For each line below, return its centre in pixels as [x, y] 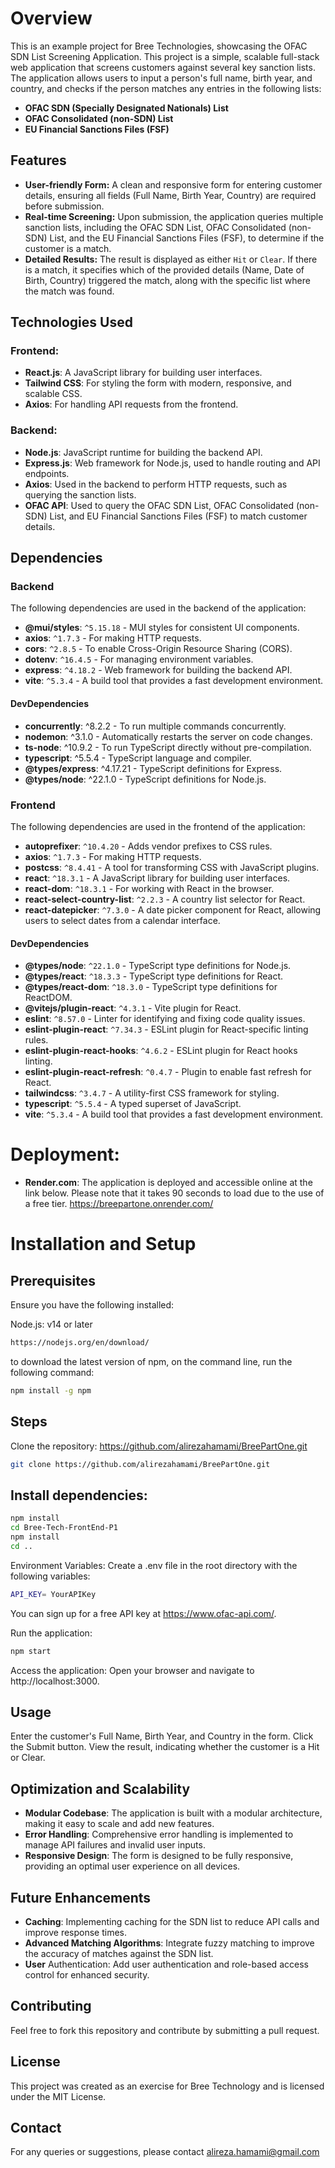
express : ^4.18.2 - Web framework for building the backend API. [158, 670]
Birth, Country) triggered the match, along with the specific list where [167, 280]
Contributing [51, 2006]
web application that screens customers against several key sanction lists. [163, 67]
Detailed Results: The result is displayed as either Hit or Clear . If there [171, 259]
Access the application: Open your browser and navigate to [132, 1670]
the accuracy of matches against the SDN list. [119, 1953]
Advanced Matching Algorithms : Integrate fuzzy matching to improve [169, 1943]
